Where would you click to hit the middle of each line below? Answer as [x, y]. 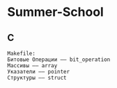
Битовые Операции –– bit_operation [59, 60]
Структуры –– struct [37, 78]
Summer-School [56, 12]
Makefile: [22, 53]
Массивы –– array [32, 66]
